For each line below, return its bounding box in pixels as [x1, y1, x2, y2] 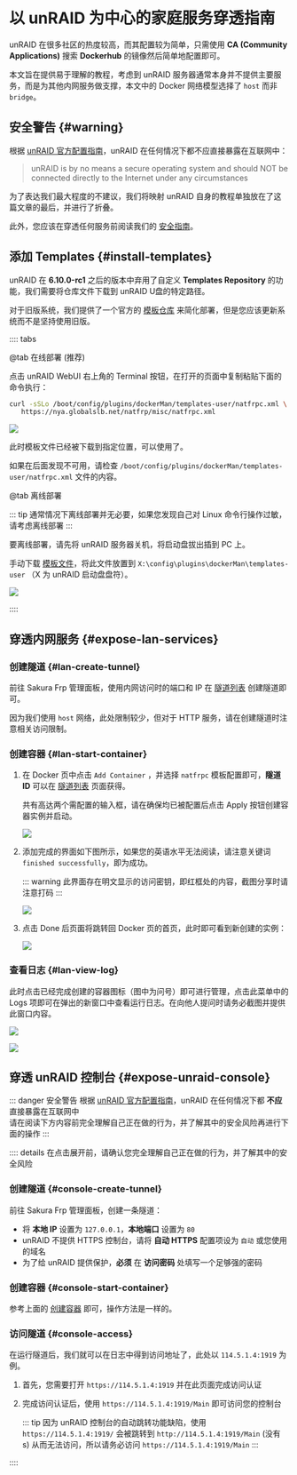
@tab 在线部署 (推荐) [9, 352, 86, 363]
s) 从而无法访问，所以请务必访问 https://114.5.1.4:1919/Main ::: [21, 1439, 259, 1450]
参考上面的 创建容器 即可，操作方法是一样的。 [9, 1304, 177, 1313]
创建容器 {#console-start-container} [9, 1281, 169, 1294]
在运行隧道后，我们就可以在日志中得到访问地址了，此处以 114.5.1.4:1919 [9, 1350, 277, 1360]
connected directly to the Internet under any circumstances [30, 172, 248, 183]
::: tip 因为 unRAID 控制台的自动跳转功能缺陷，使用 [21, 1417, 207, 1428]
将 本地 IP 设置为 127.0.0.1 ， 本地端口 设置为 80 [21, 1224, 195, 1234]
